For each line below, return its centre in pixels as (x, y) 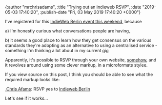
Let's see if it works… (27, 98)
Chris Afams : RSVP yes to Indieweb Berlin (48, 89)
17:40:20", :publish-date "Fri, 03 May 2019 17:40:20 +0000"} (80, 12)
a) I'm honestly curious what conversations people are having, (68, 31)
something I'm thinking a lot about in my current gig (57, 51)
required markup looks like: (32, 80)
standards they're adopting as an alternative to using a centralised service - (81, 45)
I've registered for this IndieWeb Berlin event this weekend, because (73, 22)
